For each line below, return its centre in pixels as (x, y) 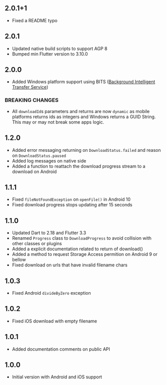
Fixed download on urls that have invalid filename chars (70, 265)
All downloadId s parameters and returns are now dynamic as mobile (81, 111)
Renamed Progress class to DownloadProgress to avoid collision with (82, 238)
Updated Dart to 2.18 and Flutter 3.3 (49, 233)
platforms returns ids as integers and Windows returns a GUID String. (84, 117)
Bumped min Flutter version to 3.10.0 (50, 54)
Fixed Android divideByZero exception (51, 293)
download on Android (34, 172)
